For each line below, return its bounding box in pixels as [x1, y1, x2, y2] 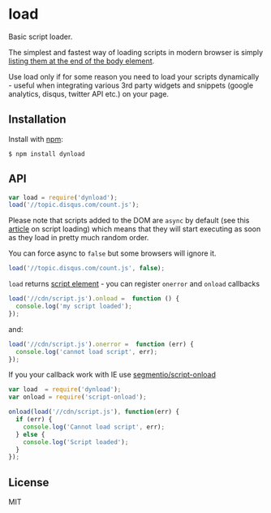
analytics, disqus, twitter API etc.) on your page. [8, 88, 169, 98]
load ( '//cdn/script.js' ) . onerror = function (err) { [8, 340, 195, 348]
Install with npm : [8, 134, 63, 144]
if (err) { [15, 416, 53, 424]
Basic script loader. [8, 32, 73, 41]
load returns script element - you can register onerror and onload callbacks [8, 279, 260, 289]
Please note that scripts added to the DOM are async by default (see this [8, 216, 250, 226]
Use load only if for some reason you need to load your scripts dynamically [8, 71, 260, 81]
